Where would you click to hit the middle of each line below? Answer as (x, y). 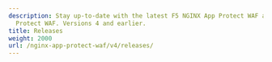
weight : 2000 (30, 38)
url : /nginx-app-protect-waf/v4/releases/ (81, 46)
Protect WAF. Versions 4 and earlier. (81, 23)
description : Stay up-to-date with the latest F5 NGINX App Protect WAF (134, 16)
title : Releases (36, 31)
